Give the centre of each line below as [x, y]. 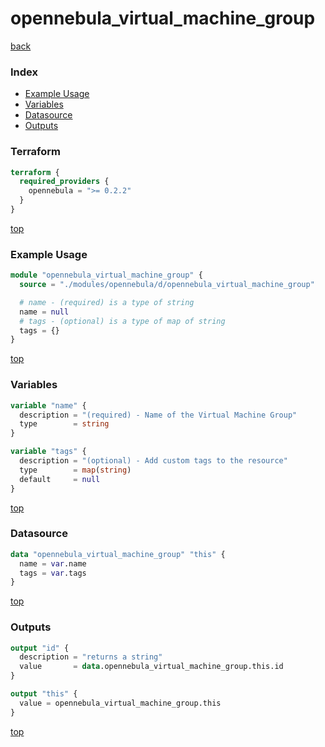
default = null [60, 479]
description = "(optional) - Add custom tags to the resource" [153, 461]
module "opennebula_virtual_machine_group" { [106, 275]
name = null [44, 312]
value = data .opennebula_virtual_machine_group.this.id [151, 667]
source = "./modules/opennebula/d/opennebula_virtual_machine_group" [167, 285]
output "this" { [44, 694]
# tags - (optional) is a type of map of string [122, 321]
